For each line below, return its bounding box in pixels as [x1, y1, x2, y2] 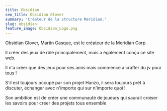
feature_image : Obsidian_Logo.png [5, 26, 78, 31]
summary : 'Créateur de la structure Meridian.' [5, 17, 107, 22]
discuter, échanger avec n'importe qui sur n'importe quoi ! [5, 85, 126, 91]
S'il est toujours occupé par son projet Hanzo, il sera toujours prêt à [5, 80, 145, 86]
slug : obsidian [5, 21, 37, 27]
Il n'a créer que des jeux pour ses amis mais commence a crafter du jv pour [5, 65, 162, 71]
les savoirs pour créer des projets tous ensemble [5, 100, 107, 106]
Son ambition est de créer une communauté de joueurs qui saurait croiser [5, 95, 158, 101]
